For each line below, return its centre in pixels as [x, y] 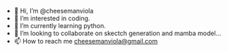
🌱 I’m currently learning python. [60, 26]
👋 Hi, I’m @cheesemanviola [54, 11]
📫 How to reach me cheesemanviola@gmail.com [86, 41]
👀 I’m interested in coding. [52, 18]
